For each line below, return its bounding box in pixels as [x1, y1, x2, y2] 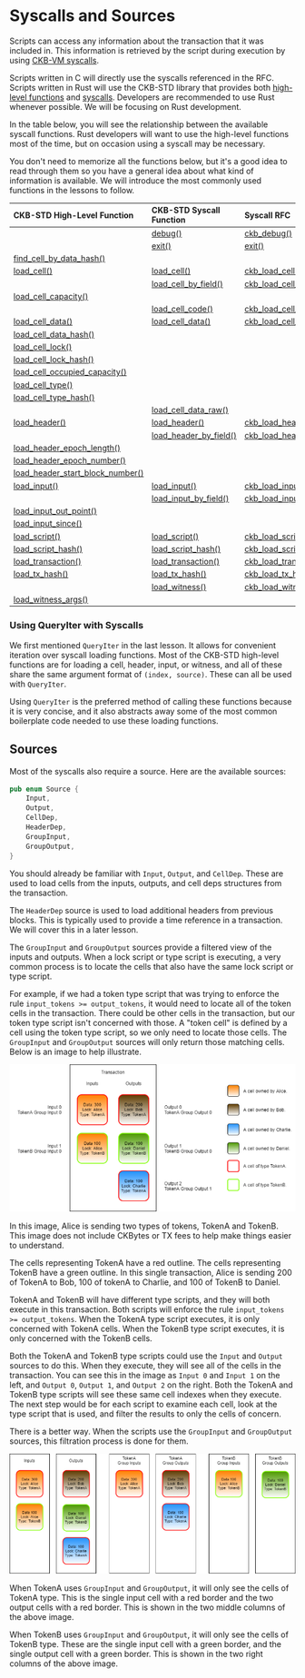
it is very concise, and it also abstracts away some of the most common [9, 706, 278, 716]
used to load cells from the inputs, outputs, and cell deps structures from [9, 877, 282, 888]
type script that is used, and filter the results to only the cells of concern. [9, 1408, 281, 1419]
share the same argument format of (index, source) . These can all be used [9, 668, 292, 679]
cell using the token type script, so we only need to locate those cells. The [9, 1027, 288, 1038]
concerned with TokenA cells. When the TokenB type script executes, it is [9, 1323, 285, 1334]
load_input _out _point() [13, 506, 97, 517]
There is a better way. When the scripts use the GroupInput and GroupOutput [9, 1426, 293, 1436]
